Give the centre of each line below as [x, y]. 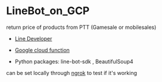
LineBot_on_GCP [48, 11]
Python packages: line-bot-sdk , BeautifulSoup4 [74, 61]
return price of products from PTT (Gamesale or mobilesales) [81, 27]
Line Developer [33, 38]
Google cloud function [42, 50]
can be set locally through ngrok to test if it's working [71, 73]
